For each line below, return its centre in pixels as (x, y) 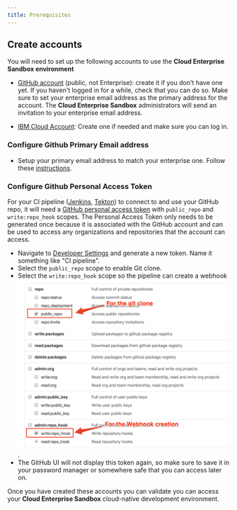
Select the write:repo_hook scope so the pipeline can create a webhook (122, 276)
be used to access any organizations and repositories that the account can (116, 232)
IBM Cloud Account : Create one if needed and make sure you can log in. (123, 127)
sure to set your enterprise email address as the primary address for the (122, 98)
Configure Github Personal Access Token (80, 186)
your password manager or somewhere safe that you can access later (120, 470)
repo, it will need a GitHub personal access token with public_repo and (110, 210)
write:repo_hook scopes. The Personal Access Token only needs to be (110, 217)
